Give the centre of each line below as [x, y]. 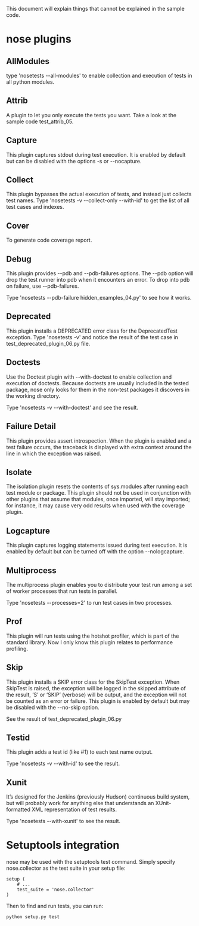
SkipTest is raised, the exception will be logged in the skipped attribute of [96, 688]
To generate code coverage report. [49, 240]
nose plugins [39, 39]
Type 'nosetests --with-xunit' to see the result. [63, 821]
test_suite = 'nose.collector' [56, 890]
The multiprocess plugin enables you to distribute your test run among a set [99, 584]
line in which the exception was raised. [54, 453]
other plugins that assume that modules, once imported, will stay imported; [98, 499]
